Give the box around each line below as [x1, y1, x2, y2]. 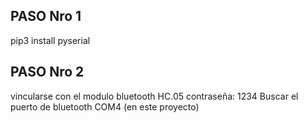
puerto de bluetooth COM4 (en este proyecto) [10, 100, 200, 113]
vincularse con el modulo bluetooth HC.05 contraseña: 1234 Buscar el [10, 90, 299, 102]
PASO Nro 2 [10, 64, 85, 81]
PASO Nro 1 [10, 8, 82, 25]
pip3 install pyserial [10, 34, 91, 46]
